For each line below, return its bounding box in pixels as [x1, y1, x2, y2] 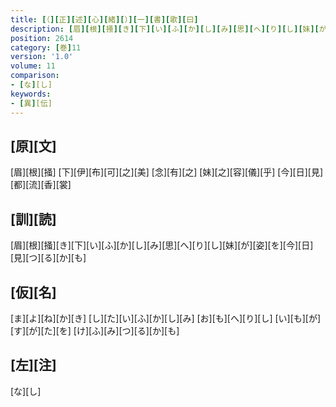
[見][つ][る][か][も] [10, 252, 87, 264]
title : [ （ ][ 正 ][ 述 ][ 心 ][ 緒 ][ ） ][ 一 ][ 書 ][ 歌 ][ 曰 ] [10, 14, 199, 25]
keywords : [10, 89, 52, 99]
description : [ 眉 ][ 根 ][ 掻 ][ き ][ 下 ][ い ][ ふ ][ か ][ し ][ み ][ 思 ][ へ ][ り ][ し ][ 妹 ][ [10, 24, 320, 34]
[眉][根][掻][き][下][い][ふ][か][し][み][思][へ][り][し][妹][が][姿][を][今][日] [10, 239, 314, 251]
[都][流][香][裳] [10, 179, 72, 191]
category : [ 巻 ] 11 [10, 42, 82, 53]
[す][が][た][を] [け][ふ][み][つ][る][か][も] [10, 324, 180, 336]
